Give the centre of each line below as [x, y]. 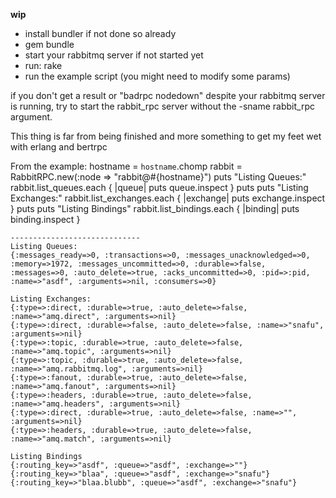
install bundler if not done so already [100, 33]
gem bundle [49, 44]
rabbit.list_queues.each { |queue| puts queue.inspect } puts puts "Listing [159, 187]
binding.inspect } [45, 219]
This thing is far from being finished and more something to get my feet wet [166, 136]
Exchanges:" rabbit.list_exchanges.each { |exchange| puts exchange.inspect [168, 198]
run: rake [43, 65]
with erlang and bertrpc [59, 147]
